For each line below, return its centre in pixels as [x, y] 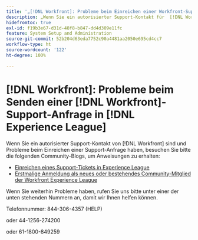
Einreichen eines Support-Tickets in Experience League [82, 167]
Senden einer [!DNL [55, 102]
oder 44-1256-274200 [33, 220]
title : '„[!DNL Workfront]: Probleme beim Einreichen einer [82, 11]
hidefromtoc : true [29, 22]
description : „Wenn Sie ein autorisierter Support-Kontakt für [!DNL [95, 17]
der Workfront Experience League [56, 179]
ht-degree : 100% [26, 55]
